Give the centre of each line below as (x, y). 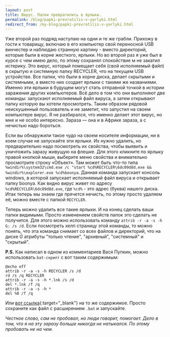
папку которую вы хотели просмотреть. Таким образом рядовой (76, 104)
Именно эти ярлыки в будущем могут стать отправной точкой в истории (85, 88)
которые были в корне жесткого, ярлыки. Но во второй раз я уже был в (84, 55)
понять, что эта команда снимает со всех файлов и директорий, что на (83, 231)
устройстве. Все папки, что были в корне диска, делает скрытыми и (80, 77)
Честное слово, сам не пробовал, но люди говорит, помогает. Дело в (82, 318)
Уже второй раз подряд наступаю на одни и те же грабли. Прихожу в (81, 39)
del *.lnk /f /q (22, 285)
